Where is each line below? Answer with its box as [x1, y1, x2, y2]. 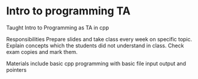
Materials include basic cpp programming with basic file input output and [6, 60, 187, 67]
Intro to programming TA [6, 4, 130, 18]
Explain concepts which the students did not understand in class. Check [6, 42, 184, 49]
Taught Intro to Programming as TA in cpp [6, 24, 109, 31]
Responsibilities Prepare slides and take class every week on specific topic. [6, 35, 193, 42]
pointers [6, 66, 27, 73]
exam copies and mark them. [6, 48, 78, 55]
